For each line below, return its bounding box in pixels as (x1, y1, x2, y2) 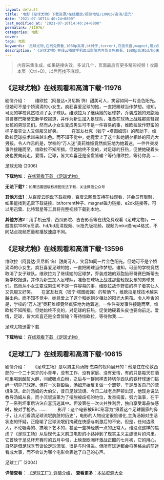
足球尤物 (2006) (5, 163, 38, 169)
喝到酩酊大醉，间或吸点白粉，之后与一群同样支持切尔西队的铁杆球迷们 (13, 376, 155, 381)
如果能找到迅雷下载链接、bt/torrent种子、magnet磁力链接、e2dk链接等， (5, 200, 152, 206)
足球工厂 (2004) (5, 459, 38, 465)
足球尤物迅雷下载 (5, 324, 40, 330)
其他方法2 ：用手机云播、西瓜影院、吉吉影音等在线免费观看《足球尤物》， (5, 217, 151, 223)
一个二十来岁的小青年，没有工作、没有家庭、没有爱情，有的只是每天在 (13, 370, 155, 376)
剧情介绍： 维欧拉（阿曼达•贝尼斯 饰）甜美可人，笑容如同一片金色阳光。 (5, 98, 159, 104)
